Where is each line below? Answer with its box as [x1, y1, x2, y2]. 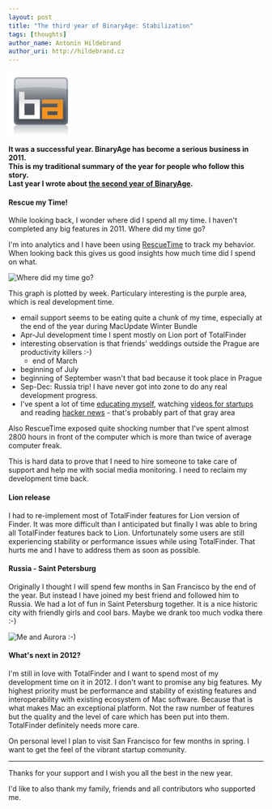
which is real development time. [8, 297, 115, 307]
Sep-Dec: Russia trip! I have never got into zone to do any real [19, 382, 228, 392]
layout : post [8, 13, 53, 21]
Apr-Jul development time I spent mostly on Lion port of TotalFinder [19, 330, 247, 340]
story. [8, 171, 29, 180]
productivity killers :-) [19, 348, 92, 357]
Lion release [8, 492, 51, 502]
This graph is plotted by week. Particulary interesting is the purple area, [8, 288, 247, 298]
